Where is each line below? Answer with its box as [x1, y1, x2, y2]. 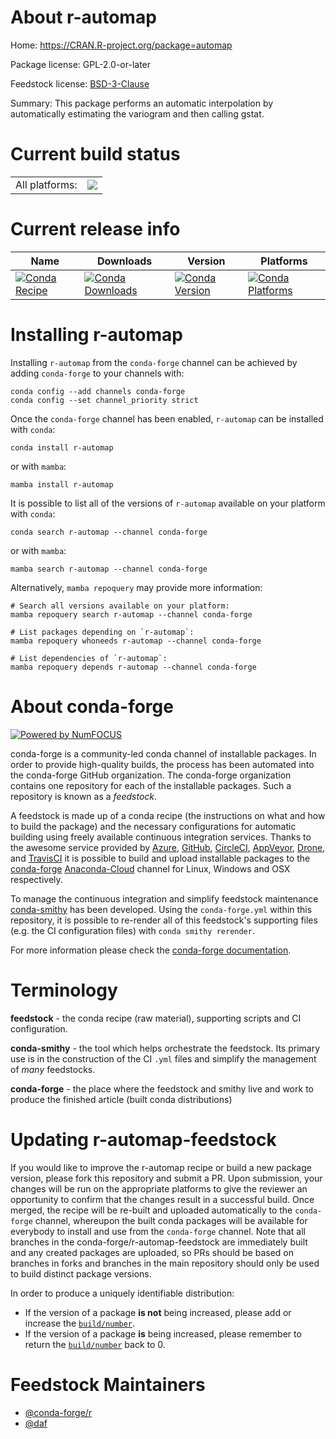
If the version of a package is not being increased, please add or [24, 1306, 292, 1318]
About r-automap [10, 6, 157, 29]
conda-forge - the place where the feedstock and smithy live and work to [10, 1082, 314, 1095]
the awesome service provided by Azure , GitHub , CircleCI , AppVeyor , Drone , [10, 841, 326, 853]
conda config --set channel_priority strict [10, 395, 199, 405]
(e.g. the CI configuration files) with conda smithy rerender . [10, 924, 255, 936]
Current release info [10, 218, 181, 241]
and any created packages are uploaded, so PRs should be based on [10, 1246, 294, 1258]
